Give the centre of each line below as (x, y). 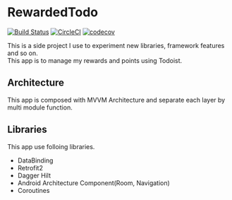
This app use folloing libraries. (51, 146)
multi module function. (40, 107)
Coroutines (33, 190)
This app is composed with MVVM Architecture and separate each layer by (116, 100)
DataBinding (35, 160)
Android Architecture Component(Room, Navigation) (94, 183)
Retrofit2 (30, 167)
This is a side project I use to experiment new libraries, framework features (116, 45)
